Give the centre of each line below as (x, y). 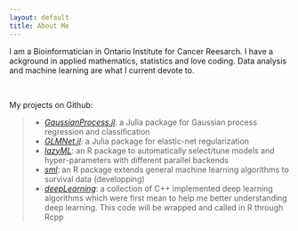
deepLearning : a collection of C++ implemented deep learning (158, 188)
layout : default (39, 17)
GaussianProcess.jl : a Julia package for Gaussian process (151, 122)
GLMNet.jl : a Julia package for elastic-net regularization (146, 141)
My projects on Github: (51, 104)
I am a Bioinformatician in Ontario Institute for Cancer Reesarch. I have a (141, 51)
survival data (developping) (94, 178)
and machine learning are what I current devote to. (102, 70)
